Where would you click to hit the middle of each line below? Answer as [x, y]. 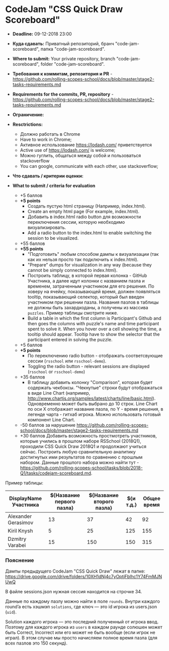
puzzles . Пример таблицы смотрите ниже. [73, 313]
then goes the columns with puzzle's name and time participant [93, 323]
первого [65, 501]
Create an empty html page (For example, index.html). [83, 211]
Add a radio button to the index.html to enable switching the [90, 233]
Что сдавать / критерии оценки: [48, 176]
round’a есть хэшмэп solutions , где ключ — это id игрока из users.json [81, 607]
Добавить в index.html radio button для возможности [84, 217]
